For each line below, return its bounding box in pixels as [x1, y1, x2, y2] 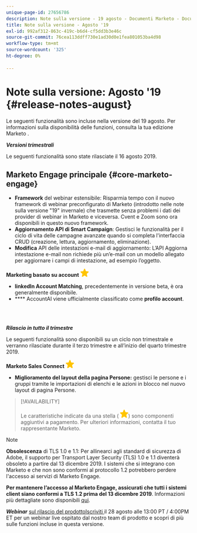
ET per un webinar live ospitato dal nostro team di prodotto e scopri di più [6, 514, 184, 521]
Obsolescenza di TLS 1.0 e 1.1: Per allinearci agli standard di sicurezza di [6, 448, 182, 455]
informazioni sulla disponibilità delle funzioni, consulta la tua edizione [6, 124, 174, 131]
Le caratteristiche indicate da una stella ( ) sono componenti [20, 412, 174, 419]
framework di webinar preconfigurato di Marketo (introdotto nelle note [14, 201, 185, 208]
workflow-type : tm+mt [6, 41, 59, 47]
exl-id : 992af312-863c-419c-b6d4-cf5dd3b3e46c [6, 28, 122, 34]
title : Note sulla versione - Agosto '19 [6, 22, 109, 28]
